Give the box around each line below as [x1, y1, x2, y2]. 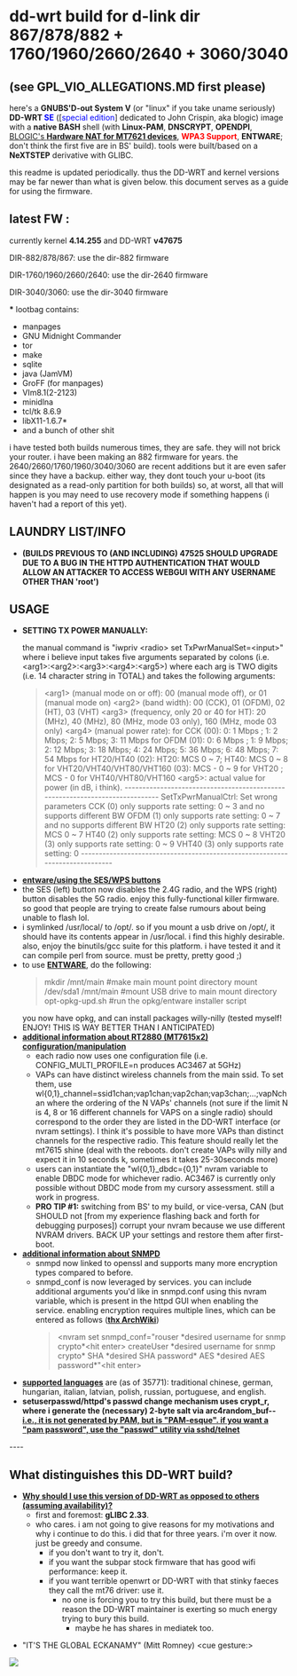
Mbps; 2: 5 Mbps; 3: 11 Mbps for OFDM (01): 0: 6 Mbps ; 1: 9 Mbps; [43, 735, 289, 746]
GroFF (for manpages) [21, 377, 104, 388]
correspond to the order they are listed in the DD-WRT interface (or [35, 1116, 281, 1128]
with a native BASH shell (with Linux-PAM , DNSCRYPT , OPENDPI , [9, 122, 253, 132]
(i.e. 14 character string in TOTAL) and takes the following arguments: [21, 671, 276, 681]
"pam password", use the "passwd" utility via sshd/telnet [21, 1424, 240, 1435]
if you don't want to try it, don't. [48, 1547, 164, 1558]
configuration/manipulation [21, 1041, 127, 1052]
